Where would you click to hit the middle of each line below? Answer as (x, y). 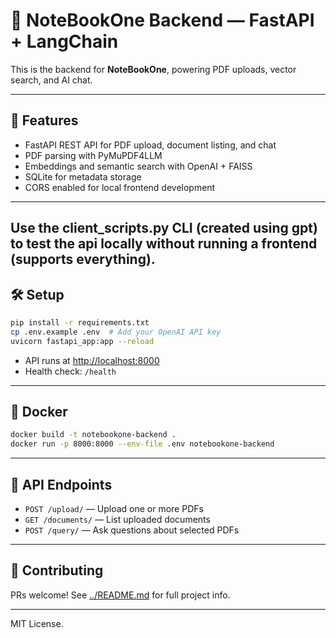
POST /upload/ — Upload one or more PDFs (114, 508)
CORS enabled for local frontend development (120, 187)
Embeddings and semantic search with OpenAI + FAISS (138, 166)
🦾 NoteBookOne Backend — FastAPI (162, 20)
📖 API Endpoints (61, 484)
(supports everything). (83, 259)
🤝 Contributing (57, 570)
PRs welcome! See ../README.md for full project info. (120, 595)
